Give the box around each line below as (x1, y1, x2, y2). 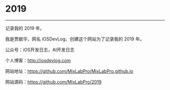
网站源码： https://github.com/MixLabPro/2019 (5, 79, 102, 85)
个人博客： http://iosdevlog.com (5, 57, 71, 63)
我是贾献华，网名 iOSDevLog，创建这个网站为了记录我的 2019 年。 (5, 36, 145, 42)
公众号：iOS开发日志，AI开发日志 (5, 47, 75, 53)
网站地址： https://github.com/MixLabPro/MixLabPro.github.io (5, 68, 134, 74)
